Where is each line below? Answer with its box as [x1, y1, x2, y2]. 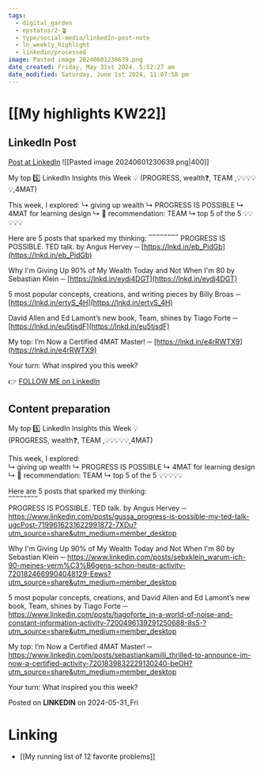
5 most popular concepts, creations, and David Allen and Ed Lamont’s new [8, 593, 251, 603]
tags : [8, 11, 26, 20]
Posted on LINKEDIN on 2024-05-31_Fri [8, 698, 139, 707]
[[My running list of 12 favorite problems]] [19, 752, 156, 761]
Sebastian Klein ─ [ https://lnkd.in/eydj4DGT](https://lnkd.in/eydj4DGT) [8, 274, 238, 284]
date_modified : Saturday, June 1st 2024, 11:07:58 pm [8, 70, 190, 78]
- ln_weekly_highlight [15, 41, 90, 49]
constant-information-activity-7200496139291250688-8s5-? [8, 619, 207, 628]
